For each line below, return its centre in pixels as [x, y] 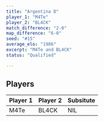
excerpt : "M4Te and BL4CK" [39, 50]
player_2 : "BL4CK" [28, 22]
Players [20, 84]
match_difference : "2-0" [36, 28]
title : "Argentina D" [33, 11]
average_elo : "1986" [31, 45]
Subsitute [81, 100]
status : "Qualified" [31, 55]
